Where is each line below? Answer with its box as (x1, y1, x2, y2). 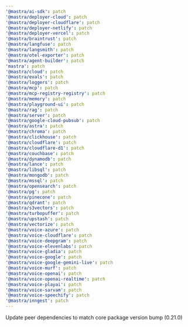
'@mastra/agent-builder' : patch (5, 58, 84, 63)
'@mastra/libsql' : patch (5, 167, 66, 173)
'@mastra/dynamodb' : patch (5, 156, 71, 162)
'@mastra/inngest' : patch (5, 298, 69, 304)
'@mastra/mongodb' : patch (5, 173, 69, 178)
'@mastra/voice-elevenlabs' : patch (5, 243, 93, 250)
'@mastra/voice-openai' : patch (5, 271, 82, 277)
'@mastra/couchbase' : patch (5, 150, 74, 156)
